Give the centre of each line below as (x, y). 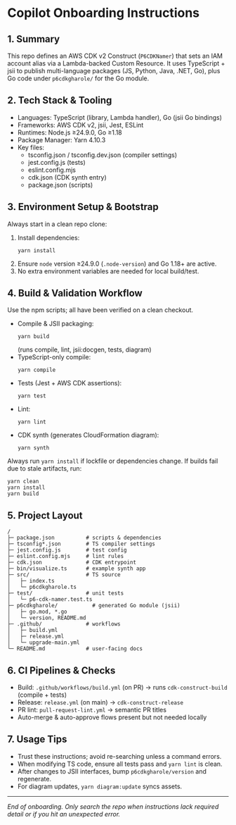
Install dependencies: (48, 237)
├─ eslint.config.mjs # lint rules (66, 557)
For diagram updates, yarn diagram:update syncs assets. (100, 786)
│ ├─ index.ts (31, 581)
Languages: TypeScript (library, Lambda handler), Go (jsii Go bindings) (120, 117)
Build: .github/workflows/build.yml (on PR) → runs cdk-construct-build (122, 688)
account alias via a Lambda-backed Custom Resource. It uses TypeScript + (116, 63)
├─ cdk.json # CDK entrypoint (72, 563)
